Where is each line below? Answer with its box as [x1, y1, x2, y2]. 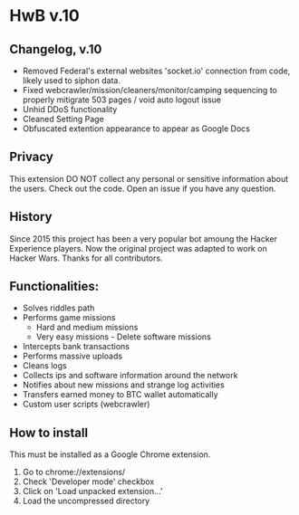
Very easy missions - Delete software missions [35, 331, 211, 342]
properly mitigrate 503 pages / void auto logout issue [22, 94, 222, 105]
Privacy [9, 149, 54, 165]
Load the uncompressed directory [22, 495, 150, 507]
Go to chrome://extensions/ [22, 467, 126, 478]
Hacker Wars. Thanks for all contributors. [9, 253, 163, 263]
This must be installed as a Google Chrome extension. [9, 449, 211, 460]
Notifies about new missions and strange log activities [22, 379, 225, 390]
